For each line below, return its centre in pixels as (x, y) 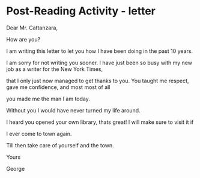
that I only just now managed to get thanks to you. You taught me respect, (98, 81)
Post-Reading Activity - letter (81, 11)
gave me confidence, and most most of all (58, 87)
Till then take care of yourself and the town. (60, 145)
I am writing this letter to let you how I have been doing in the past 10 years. (100, 51)
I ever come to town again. (39, 133)
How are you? (23, 39)
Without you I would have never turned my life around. (73, 110)
